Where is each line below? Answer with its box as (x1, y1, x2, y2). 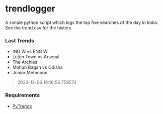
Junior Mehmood (12, 70, 48, 76)
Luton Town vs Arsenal (12, 54, 60, 60)
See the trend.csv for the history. (5, 24, 73, 30)
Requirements (5, 92, 40, 99)
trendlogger (5, 3, 56, 14)
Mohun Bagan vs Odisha (12, 64, 63, 70)
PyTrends (12, 103, 32, 109)
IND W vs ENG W (12, 48, 48, 55)
